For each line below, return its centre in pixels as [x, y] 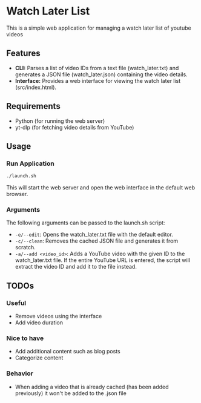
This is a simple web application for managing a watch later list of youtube [99, 28]
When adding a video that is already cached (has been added [92, 387]
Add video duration [39, 323]
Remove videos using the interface [58, 316]
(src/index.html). [35, 87]
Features [23, 54]
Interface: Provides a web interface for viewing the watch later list [98, 80]
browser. [17, 194]
